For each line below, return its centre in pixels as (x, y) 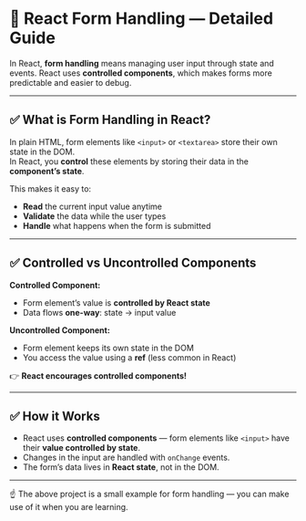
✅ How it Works (55, 416)
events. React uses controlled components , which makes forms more (141, 73)
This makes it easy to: (51, 188)
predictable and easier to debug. (71, 82)
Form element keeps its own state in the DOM (108, 348)
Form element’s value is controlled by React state (117, 302)
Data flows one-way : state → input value (99, 312)
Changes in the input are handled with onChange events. (126, 458)
